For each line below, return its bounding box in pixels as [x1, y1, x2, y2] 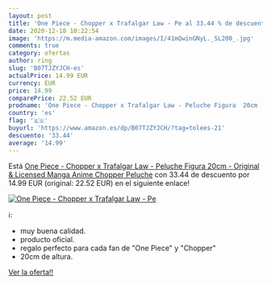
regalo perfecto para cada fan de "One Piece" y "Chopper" [19, 243, 216, 253]
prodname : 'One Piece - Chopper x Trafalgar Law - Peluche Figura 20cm [8, 101, 258, 109]
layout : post [8, 11, 52, 20]
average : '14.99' [8, 138, 67, 147]
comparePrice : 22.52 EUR [8, 94, 92, 102]
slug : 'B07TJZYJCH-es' [8, 64, 85, 72]
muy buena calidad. [19, 226, 86, 236]
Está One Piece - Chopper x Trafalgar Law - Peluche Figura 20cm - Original [8, 161, 260, 171]
